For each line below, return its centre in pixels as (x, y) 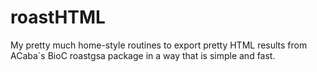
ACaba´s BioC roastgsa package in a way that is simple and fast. (143, 55)
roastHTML (58, 17)
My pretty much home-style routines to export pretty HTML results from (159, 45)
